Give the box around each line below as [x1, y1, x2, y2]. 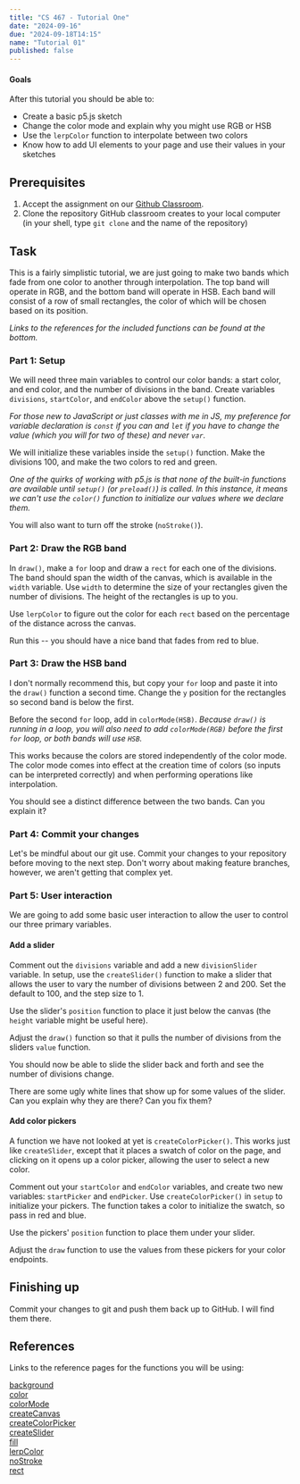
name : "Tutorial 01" [9, 38, 87, 47]
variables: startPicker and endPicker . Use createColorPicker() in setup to [9, 1190, 283, 1202]
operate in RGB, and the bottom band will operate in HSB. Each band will [9, 286, 276, 297]
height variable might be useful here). [9, 1015, 149, 1026]
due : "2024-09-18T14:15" [9, 29, 102, 38]
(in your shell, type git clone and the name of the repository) [21, 218, 248, 229]
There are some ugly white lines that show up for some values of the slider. [9, 1086, 286, 1096]
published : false [9, 46, 74, 55]
